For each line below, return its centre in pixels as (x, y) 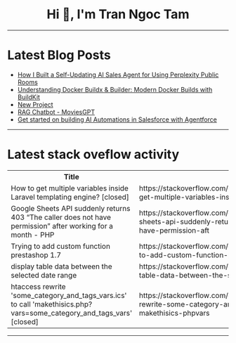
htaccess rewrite (38, 286)
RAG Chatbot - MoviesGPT (56, 112)
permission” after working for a (62, 226)
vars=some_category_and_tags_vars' (72, 313)
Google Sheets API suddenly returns (71, 208)
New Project (35, 104)
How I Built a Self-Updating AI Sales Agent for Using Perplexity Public (118, 75)
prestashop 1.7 (36, 254)
